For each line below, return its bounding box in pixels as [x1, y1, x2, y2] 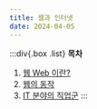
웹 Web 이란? [22, 67, 71, 78]
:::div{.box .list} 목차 [9, 47, 83, 59]
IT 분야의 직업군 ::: [22, 90, 88, 101]
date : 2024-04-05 [9, 22, 75, 31]
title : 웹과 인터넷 [9, 13, 73, 23]
